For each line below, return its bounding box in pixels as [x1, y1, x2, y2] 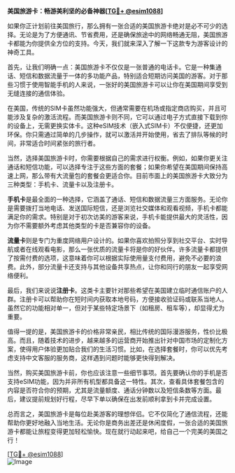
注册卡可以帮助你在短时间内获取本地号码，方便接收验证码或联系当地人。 [19, 295, 228, 303]
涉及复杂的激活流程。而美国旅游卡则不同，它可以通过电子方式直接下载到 [13, 113, 222, 121]
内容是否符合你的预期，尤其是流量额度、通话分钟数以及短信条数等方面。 [7, 386, 215, 395]
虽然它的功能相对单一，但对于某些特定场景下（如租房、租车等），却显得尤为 [7, 304, 225, 312]
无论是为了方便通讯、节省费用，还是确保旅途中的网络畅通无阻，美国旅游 [19, 31, 228, 39]
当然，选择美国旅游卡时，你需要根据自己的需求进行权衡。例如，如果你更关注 [7, 154, 228, 162]
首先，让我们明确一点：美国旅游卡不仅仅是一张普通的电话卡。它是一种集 [7, 63, 215, 71]
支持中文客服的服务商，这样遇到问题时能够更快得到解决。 [13, 354, 179, 362]
